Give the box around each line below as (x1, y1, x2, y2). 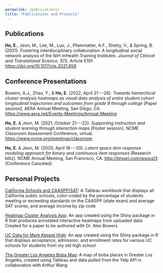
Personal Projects (5, 174, 60, 183)
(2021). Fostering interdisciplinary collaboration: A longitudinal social (5, 48, 143, 53)
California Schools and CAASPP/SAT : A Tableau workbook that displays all (5, 188, 154, 193)
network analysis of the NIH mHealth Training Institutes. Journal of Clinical (5, 53, 155, 59)
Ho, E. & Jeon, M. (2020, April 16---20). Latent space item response (5, 145, 142, 151)
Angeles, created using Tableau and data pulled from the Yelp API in (5, 257, 142, 263)
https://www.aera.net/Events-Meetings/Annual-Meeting (5, 111, 117, 117)
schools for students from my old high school (5, 242, 96, 248)
